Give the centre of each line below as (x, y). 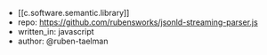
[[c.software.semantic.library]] (73, 13)
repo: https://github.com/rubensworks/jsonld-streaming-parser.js (138, 22)
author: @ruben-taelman (63, 41)
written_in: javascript (56, 31)
